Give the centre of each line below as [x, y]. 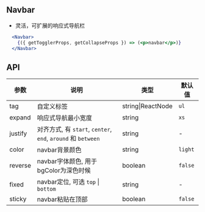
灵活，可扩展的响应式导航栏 [50, 25]
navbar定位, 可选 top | [68, 182]
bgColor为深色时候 [64, 171]
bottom [46, 189]
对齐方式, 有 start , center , [74, 129]
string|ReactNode [147, 106]
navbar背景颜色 [59, 150]
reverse [20, 166]
